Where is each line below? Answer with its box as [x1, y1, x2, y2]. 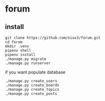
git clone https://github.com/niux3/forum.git [5, 35, 101, 40]
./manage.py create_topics [5, 87, 60, 92]
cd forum [5, 40, 23, 44]
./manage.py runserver [5, 61, 51, 66]
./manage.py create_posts [5, 91, 57, 96]
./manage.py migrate [5, 57, 47, 61]
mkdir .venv [5, 44, 29, 49]
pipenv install [5, 52, 36, 57]
